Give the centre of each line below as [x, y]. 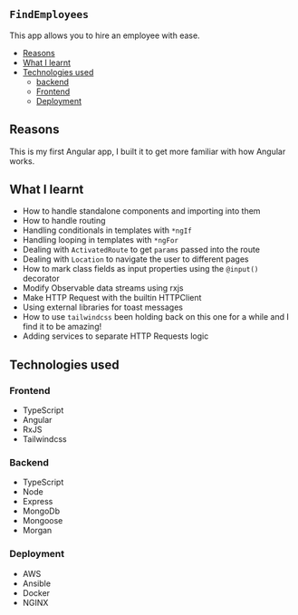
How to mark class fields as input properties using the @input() [140, 269]
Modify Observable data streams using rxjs [103, 288]
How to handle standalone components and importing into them [141, 211]
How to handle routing [64, 221]
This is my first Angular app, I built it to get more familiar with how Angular [148, 151]
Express [38, 502]
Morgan [37, 531]
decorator [41, 279]
